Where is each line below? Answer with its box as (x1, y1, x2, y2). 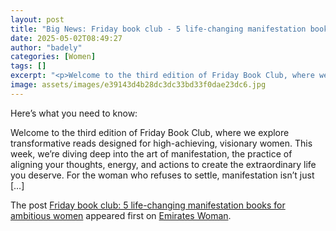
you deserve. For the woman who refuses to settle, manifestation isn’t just (10, 169, 315, 181)
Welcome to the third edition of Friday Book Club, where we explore (10, 126, 290, 138)
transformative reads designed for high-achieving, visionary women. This (10, 137, 313, 149)
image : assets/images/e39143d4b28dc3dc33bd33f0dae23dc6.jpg (10, 80, 267, 90)
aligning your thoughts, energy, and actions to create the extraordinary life (10, 158, 317, 170)
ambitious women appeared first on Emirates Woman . (10, 209, 232, 221)
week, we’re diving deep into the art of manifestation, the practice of (10, 147, 293, 160)
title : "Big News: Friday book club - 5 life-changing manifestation (10, 24, 307, 34)
